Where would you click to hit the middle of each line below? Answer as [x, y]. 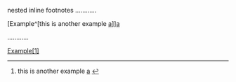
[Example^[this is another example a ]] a [64, 23]
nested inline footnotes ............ [52, 10]
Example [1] [24, 51]
